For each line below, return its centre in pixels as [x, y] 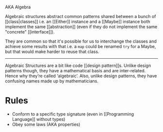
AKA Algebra [18, 7]
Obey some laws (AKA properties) [46, 124]
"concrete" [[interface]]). [30, 32]
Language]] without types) [39, 119]
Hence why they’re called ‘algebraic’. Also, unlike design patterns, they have [81, 76]
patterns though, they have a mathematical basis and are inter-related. [75, 71]
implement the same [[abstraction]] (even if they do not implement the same [81, 27]
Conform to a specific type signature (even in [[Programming [73, 114]
